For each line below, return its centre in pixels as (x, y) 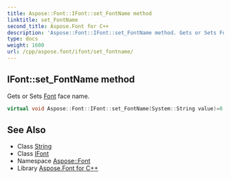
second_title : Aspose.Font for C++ (58, 26)
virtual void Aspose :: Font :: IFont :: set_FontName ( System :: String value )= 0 (115, 108)
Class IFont (33, 154)
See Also (26, 130)
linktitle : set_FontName (43, 20)
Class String (34, 146)
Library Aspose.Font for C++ (57, 168)
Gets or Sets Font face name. (48, 96)
